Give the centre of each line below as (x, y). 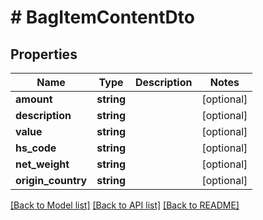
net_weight (42, 164)
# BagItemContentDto (102, 17)
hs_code (36, 148)
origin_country (51, 180)
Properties (44, 54)
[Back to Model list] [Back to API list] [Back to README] (125, 205)
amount (34, 99)
